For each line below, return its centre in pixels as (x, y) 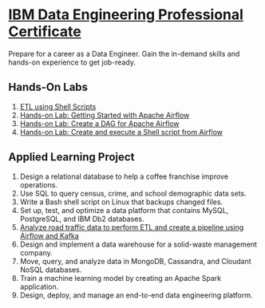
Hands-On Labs (48, 87)
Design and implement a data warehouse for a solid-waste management (138, 244)
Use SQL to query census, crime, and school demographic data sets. (133, 193)
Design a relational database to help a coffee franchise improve (124, 176)
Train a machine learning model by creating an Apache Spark (121, 278)
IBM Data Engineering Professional (126, 15)
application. (39, 286)
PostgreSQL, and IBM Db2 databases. (82, 219)
